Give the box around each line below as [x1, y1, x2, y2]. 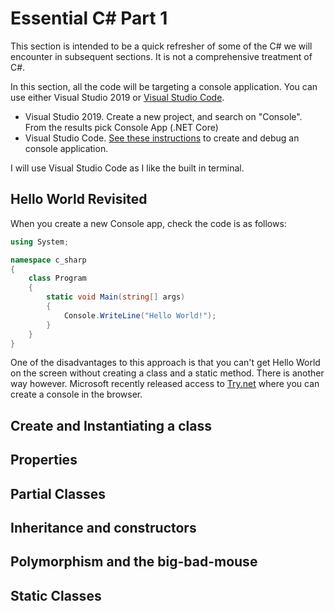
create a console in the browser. [10, 388, 143, 401]
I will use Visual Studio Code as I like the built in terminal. [10, 162, 245, 174]
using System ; [10, 237, 70, 247]
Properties [10, 452, 78, 469]
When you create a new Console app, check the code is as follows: [10, 217, 287, 229]
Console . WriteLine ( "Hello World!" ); [63, 310, 217, 321]
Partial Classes [10, 485, 106, 502]
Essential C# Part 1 [10, 7, 168, 30]
